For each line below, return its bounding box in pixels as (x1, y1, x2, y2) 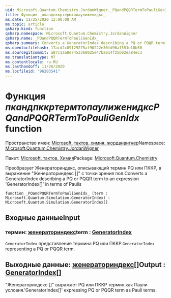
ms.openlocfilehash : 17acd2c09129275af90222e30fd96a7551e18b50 (5, 45, 142, 50)
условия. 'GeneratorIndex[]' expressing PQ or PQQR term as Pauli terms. (5, 287, 157, 293)
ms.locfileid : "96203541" (5, 69, 60, 74)
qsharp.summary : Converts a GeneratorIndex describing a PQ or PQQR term (5, 41, 165, 46)
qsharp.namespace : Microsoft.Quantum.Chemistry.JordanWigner (5, 31, 138, 36)
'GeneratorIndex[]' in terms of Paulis (5, 181, 82, 187)
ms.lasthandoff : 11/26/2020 (5, 64, 65, 69)
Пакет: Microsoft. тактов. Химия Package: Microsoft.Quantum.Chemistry (5, 155, 158, 161)
